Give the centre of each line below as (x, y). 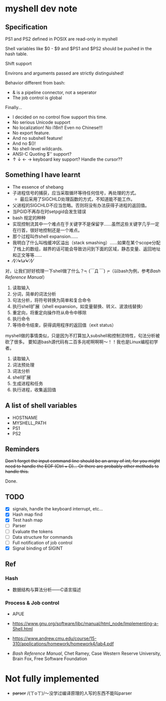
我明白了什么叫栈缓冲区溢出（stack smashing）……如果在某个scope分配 (86, 242)
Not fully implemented (52, 678)
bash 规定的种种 (29, 217)
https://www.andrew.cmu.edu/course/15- (54, 638)
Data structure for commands (42, 537)
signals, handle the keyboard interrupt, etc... (58, 509)
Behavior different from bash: (35, 83)
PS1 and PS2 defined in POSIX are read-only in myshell (61, 39)
